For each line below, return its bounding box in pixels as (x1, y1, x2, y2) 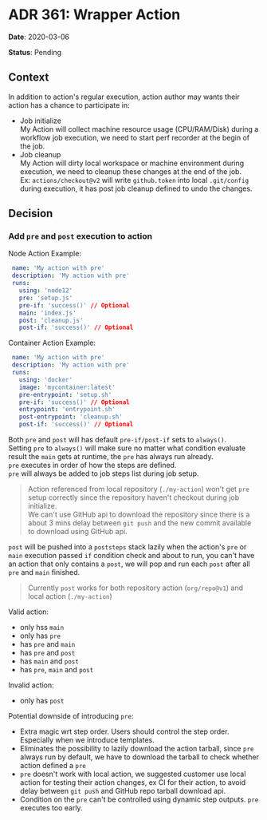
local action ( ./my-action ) (27, 592, 113, 601)
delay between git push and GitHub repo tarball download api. (19, 786, 226, 796)
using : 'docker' (18, 375, 73, 384)
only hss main (19, 623, 65, 632)
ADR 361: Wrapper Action (8, 6, 181, 24)
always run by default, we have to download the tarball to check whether (19, 752, 259, 762)
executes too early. (19, 803, 83, 813)
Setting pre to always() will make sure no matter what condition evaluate (8, 443, 246, 453)
